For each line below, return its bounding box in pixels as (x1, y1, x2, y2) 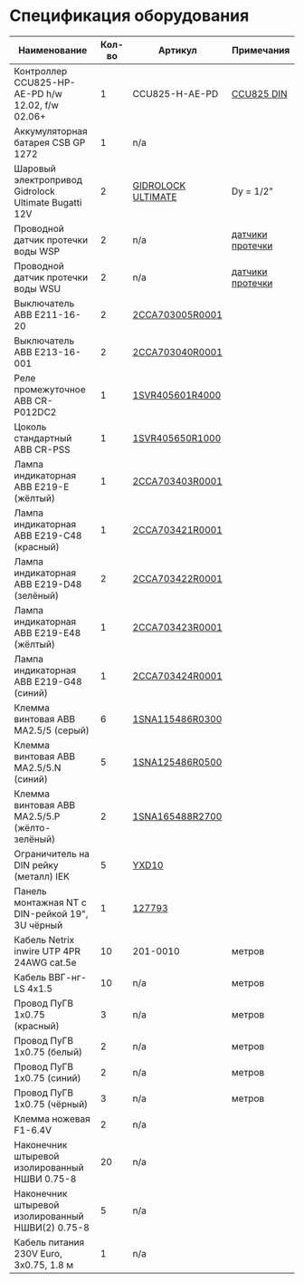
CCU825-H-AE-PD (132, 87, 219, 100)
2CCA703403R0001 (132, 475, 223, 487)
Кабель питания (14, 1236, 85, 1249)
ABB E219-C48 (14, 529, 82, 542)
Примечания (232, 43, 290, 56)
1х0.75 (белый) (14, 1046, 83, 1058)
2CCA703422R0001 (132, 572, 223, 584)
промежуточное (14, 382, 86, 395)
